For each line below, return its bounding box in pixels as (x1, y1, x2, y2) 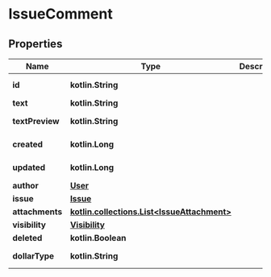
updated (12, 162, 46, 173)
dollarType (12, 250, 55, 262)
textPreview (12, 116, 60, 126)
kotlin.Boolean (69, 233, 127, 243)
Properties (8, 37, 63, 51)
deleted (12, 233, 43, 243)
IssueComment (8, 5, 113, 23)
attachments (12, 206, 63, 217)
